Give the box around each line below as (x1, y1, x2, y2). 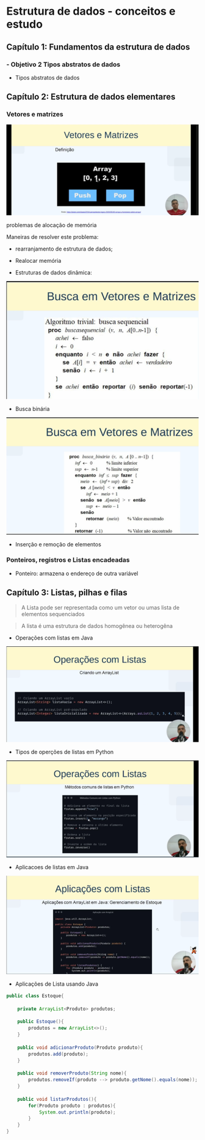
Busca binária (15, 405, 50, 412)
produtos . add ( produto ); (28, 1051, 88, 1057)
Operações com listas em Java (15, 634, 93, 641)
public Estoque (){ (17, 1019, 64, 1025)
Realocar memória (15, 257, 62, 265)
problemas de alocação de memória (6, 222, 97, 229)
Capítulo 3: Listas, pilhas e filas (6, 587, 128, 598)
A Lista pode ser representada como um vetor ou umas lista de (21, 603, 180, 611)
